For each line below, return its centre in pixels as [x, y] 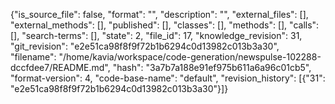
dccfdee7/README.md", [60, 67]
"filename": [33, 57]
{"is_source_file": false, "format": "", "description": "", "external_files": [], [159, 14]
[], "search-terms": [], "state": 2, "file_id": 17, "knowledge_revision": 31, [156, 35]
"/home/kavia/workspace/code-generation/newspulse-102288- [190, 57]
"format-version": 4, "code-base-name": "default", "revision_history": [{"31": [168, 78]
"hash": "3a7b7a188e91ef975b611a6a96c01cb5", [212, 67]
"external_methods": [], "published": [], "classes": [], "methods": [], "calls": [165, 25]
